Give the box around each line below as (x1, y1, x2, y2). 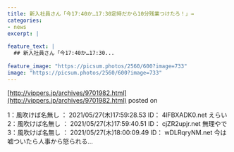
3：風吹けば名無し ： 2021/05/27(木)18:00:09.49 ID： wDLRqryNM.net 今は (7, 128, 227, 137)
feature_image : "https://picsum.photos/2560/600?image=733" (7, 63, 188, 70)
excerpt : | (7, 30, 39, 37)
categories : (7, 17, 42, 24)
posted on (128, 96, 158, 104)
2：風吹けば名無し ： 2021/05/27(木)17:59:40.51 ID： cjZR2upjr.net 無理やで (7, 119, 228, 127)
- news (7, 23, 27, 30)
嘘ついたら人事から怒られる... (7, 137, 94, 145)
